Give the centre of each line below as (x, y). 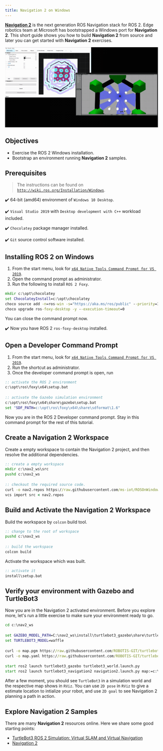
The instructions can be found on (50, 185)
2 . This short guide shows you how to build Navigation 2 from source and (79, 35)
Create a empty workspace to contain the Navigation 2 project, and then (77, 449)
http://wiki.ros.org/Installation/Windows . (61, 190)
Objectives (22, 141)
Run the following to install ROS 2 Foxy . (50, 284)
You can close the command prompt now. (47, 318)
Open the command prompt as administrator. (57, 279)
